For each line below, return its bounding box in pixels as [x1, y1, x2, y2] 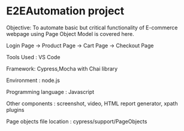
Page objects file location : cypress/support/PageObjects [6, 118, 147, 125]
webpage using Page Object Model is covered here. [6, 30, 134, 37]
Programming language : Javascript [6, 88, 95, 95]
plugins [6, 106, 25, 113]
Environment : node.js [6, 77, 60, 84]
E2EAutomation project [6, 4, 125, 18]
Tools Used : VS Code [6, 53, 61, 60]
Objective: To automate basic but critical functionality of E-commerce [6, 24, 178, 31]
